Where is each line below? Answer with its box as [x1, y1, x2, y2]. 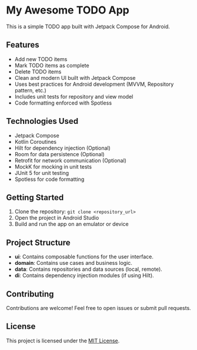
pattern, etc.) [14, 86, 47, 94]
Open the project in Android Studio [14, 214, 99, 221]
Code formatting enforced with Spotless [14, 99, 112, 106]
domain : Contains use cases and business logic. [14, 260, 132, 267]
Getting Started [6, 192, 64, 203]
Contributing [6, 289, 54, 299]
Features [6, 40, 39, 50]
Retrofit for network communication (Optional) [14, 157, 126, 164]
